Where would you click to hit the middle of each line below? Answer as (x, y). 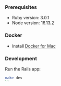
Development (21, 58)
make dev (14, 78)
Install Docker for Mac (34, 46)
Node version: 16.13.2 (33, 23)
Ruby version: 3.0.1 (30, 18)
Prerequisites (21, 7)
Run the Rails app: (23, 69)
